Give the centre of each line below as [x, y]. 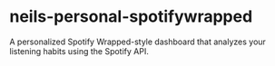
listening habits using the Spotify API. [79, 51]
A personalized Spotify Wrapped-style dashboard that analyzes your [137, 42]
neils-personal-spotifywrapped [131, 17]
